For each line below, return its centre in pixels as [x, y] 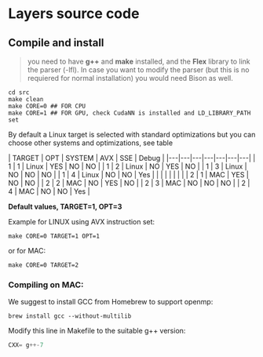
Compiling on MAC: [46, 285]
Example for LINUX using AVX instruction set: [82, 222]
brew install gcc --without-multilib [70, 316]
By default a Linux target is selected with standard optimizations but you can [132, 135]
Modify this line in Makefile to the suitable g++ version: [97, 331]
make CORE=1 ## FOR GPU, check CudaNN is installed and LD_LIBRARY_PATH [130, 113]
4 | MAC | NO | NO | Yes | [49, 191]
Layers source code [74, 14]
